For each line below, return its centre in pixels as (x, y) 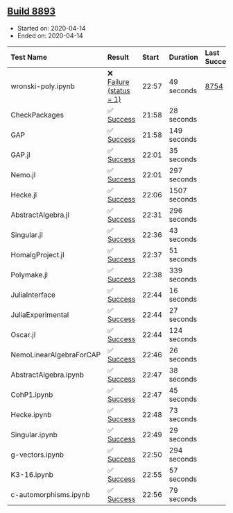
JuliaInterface (33, 295)
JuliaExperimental (40, 314)
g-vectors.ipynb (37, 455)
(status (119, 90)
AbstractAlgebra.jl (40, 215)
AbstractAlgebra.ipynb (48, 375)
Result (118, 57)
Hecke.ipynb (31, 414)
